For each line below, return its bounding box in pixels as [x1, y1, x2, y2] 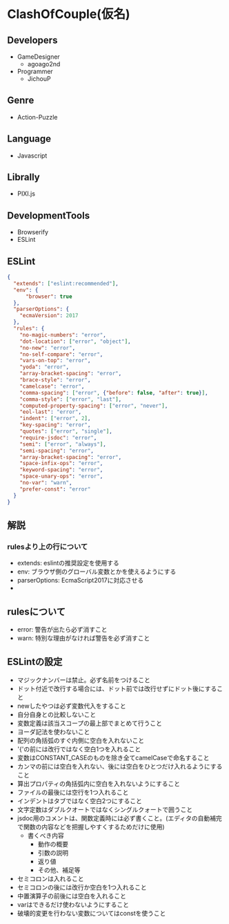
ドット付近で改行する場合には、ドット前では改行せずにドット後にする [17, 684, 217, 692]
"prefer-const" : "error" [19, 485, 91, 493]
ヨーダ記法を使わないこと [17, 727, 90, 736]
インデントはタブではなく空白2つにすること [17, 796, 143, 805]
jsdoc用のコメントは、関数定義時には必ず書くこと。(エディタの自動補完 [17, 813, 222, 822]
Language [7, 133, 52, 145]
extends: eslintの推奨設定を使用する [17, 559, 119, 567]
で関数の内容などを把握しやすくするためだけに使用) [17, 822, 165, 831]
